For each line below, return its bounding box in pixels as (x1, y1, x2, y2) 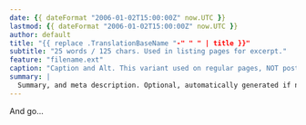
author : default (9, 30, 71, 39)
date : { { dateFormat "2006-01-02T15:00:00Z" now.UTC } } (9, 13, 226, 23)
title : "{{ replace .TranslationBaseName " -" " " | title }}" (9, 38, 250, 48)
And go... (9, 105, 44, 116)
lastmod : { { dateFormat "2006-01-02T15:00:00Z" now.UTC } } (9, 22, 239, 31)
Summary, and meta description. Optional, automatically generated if (17, 81, 291, 90)
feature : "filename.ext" (9, 55, 104, 64)
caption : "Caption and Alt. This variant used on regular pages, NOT (9, 64, 280, 73)
